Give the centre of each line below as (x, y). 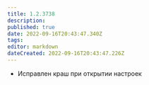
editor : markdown (33, 47)
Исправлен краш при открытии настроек (80, 73)
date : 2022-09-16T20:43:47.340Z (55, 34)
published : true (31, 27)
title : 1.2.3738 (31, 14)
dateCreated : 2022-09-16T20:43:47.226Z (66, 54)
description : (26, 21)
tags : (15, 40)
